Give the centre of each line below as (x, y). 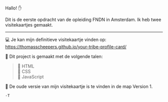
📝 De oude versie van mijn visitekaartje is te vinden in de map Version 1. (79, 86)
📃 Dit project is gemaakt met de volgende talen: (54, 56)
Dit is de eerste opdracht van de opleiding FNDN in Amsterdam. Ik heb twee (83, 19)
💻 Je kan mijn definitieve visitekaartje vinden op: (56, 39)
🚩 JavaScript (30, 77)
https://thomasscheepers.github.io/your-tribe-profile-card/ (66, 47)
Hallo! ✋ (13, 8)
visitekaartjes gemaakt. (29, 25)
